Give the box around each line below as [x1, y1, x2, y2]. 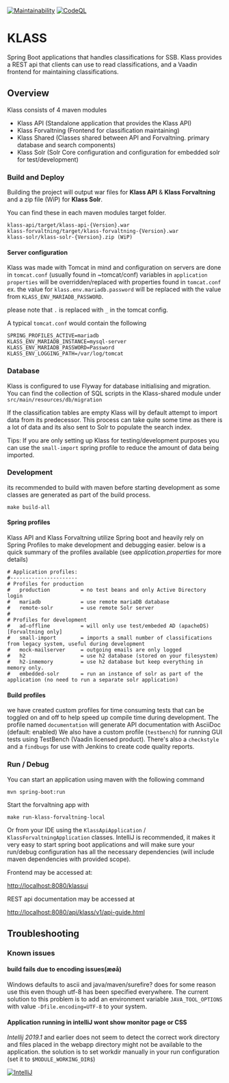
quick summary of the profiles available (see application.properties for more [7, 548, 222, 556]
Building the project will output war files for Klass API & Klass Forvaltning [7, 188, 215, 197]
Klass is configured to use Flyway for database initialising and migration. [7, 382, 211, 390]
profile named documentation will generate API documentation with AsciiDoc [7, 721, 221, 729]
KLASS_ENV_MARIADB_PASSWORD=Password [7, 345, 115, 351]
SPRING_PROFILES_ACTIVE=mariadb [7, 332, 99, 339]
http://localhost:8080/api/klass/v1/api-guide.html [7, 908, 146, 916]
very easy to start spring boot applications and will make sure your [7, 840, 195, 849]
